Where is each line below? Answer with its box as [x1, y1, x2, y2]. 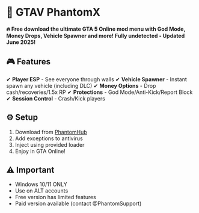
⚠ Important [6, 165, 55, 175]
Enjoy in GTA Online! [14, 147, 66, 155]
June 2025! [6, 39, 36, 46]
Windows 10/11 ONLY [14, 181, 67, 188]
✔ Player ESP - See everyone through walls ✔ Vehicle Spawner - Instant [6, 75, 188, 83]
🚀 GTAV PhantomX [6, 5, 101, 19]
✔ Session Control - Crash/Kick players [6, 94, 105, 102]
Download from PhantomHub [14, 128, 87, 135]
